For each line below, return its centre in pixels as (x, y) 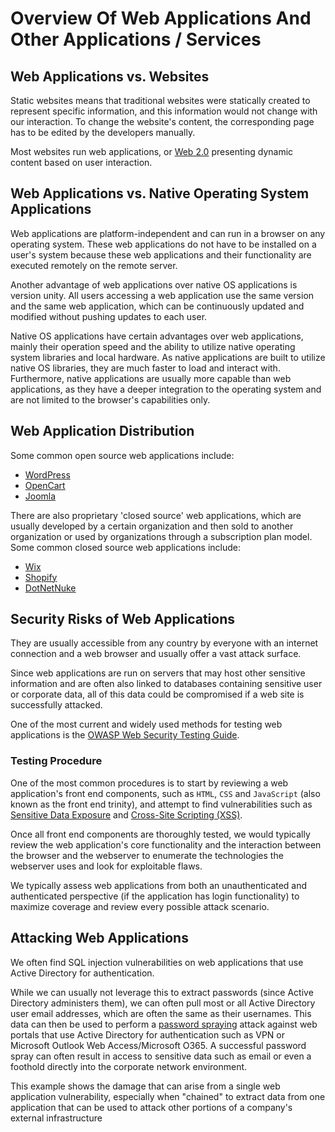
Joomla (40, 496)
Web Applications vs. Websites (110, 76)
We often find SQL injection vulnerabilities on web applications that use (157, 962)
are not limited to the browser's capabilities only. (110, 399)
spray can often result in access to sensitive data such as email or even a (161, 1056)
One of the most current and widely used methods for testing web (146, 724)
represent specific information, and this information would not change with (164, 111)
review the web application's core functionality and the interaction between (166, 844)
